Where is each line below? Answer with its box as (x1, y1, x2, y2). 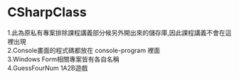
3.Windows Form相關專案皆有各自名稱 (7, 54, 119, 63)
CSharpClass (7, 4, 87, 20)
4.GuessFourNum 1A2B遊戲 (7, 63, 88, 72)
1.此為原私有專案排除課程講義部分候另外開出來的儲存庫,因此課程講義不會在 (7, 28, 225, 37)
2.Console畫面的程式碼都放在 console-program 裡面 (7, 46, 161, 54)
